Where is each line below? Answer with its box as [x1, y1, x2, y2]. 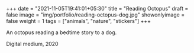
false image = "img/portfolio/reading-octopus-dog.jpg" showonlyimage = [6, 11, 185, 18]
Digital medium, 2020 [6, 41, 59, 47]
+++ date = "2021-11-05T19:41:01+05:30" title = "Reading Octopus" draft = [6, 5, 189, 12]
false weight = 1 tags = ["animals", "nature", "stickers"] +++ [6, 18, 151, 24]
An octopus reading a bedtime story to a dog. [6, 29, 117, 36]
